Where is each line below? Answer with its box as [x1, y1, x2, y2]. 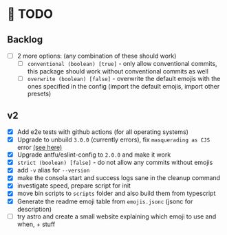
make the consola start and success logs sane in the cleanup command [17, 174, 221, 182]
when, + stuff [17, 220, 56, 228]
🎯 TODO [7, 6, 54, 22]
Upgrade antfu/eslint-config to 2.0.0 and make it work [17, 150, 171, 159]
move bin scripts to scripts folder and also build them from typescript [17, 189, 216, 198]
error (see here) [17, 144, 63, 152]
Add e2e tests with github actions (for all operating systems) [17, 128, 189, 136]
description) [17, 205, 52, 213]
